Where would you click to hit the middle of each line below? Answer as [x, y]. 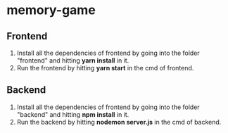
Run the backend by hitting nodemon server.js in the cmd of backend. [119, 122]
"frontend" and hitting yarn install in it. [73, 61]
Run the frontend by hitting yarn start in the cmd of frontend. [105, 68]
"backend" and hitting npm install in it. [73, 114]
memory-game [51, 10]
